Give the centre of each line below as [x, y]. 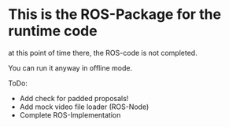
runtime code [53, 31]
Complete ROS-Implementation [70, 114]
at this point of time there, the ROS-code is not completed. [103, 53]
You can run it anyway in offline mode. [70, 67]
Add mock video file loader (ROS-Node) [84, 107]
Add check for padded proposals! [74, 98]
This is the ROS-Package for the [115, 15]
